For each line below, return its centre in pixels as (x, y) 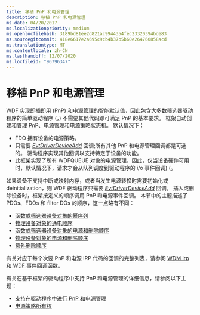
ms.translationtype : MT (36, 45)
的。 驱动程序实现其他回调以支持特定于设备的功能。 (78, 153)
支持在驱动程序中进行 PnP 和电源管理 (60, 298)
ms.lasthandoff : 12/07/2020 (41, 56)
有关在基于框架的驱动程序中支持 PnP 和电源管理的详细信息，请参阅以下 (94, 279)
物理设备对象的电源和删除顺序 (51, 238)
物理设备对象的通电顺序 (44, 223)
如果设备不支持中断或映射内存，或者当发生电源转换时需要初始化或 (87, 181)
